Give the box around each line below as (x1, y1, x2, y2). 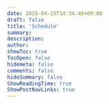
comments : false (7, 67, 53, 74)
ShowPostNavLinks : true (7, 86, 75, 93)
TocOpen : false (7, 55, 51, 62)
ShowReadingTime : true (7, 80, 72, 87)
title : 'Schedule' (7, 23, 60, 29)
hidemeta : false (7, 61, 53, 68)
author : (7, 42, 29, 49)
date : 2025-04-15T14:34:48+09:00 (7, 10, 103, 17)
